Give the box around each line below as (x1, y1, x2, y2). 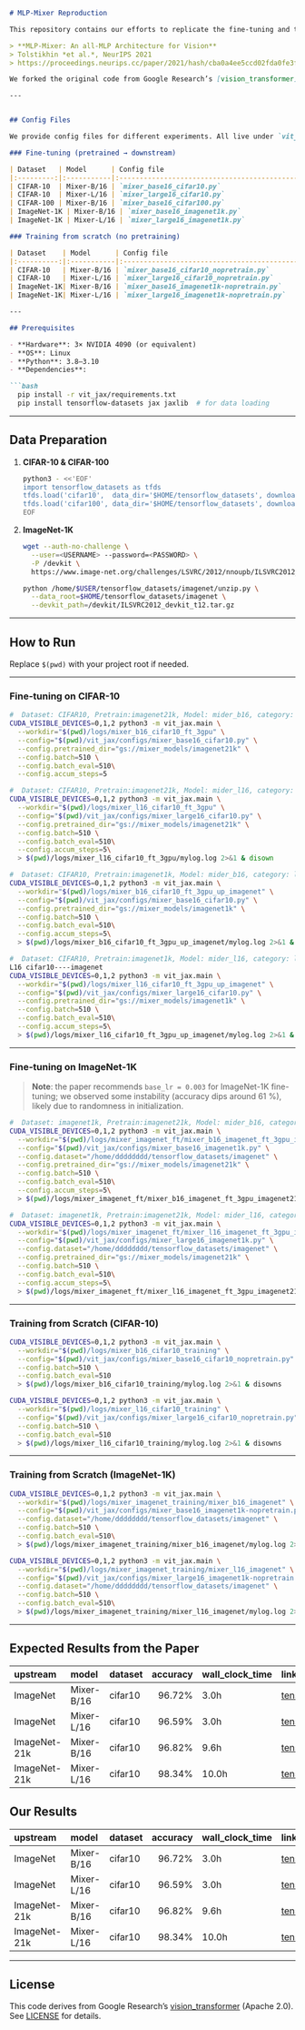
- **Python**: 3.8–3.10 (9, 357, 100, 366)
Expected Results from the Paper (9, 1641, 200, 1656)
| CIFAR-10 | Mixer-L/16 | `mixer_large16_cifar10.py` (9, 190, 225, 199)
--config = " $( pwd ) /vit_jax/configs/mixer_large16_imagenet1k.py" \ (17, 1236, 274, 1246)
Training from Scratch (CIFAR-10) (9, 1317, 159, 1329)
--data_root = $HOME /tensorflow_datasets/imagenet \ (31, 592, 227, 601)
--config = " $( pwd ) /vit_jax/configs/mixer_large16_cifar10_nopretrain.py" (17, 1413, 299, 1422)
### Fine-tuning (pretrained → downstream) (9, 148, 177, 157)
